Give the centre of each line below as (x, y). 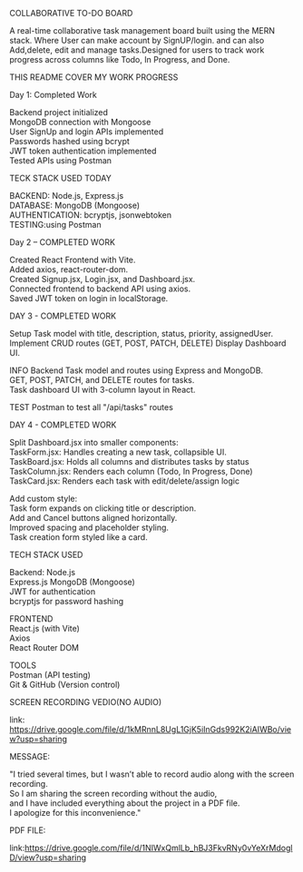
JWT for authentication (53, 592)
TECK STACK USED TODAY (60, 178)
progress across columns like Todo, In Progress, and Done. (120, 59)
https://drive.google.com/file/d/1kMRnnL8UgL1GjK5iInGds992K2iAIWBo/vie (151, 729)
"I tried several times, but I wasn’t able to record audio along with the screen (152, 774)
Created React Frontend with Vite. (73, 260)
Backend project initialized (59, 112)
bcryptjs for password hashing (67, 601)
